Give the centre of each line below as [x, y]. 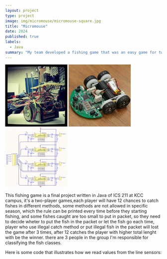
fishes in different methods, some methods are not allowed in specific [77, 205]
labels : [13, 42]
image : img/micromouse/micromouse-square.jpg [53, 21]
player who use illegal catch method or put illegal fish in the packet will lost [82, 227]
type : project [20, 16]
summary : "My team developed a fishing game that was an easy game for [81, 52]
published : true [22, 37]
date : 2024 [16, 32]
